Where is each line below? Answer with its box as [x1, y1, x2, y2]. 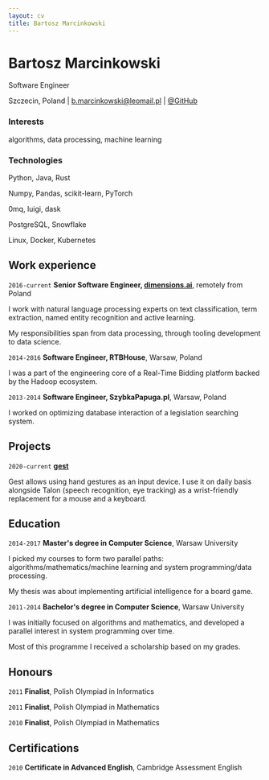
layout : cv [8, 11, 45, 20]
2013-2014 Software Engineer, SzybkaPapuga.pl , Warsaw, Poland [8, 392, 226, 402]
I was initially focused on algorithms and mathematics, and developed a [8, 617, 245, 628]
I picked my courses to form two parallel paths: [8, 554, 165, 563]
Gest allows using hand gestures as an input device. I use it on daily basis [8, 477, 252, 486]
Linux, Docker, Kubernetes [8, 235, 96, 246]
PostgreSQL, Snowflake [8, 220, 87, 229]
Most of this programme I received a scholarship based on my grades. [8, 642, 241, 652]
